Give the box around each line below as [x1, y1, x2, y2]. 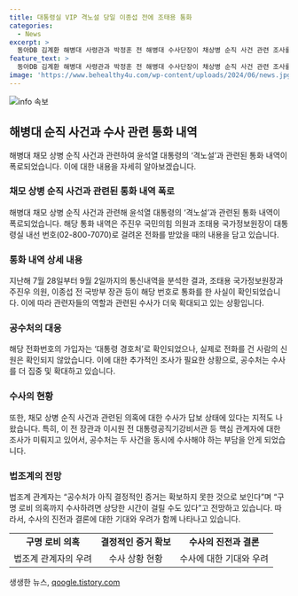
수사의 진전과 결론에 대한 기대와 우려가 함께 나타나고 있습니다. [27, 514, 241, 524]
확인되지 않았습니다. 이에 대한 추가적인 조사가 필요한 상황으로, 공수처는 [25, 355, 270, 365]
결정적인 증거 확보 [100, 536, 171, 548]
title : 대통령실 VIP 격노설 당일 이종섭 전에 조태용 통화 [9, 12, 192, 22]
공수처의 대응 [9, 322, 62, 334]
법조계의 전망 [9, 469, 62, 482]
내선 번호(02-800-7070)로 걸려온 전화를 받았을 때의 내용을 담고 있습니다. [25, 229, 279, 239]
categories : [9, 21, 53, 30]
